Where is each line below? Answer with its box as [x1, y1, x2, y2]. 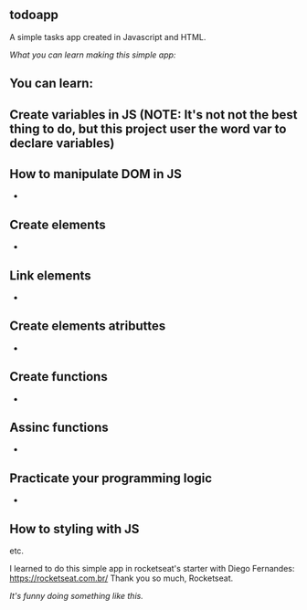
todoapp [9, 7, 59, 23]
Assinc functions [9, 420, 110, 436]
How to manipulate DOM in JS [9, 166, 183, 182]
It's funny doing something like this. [9, 591, 143, 602]
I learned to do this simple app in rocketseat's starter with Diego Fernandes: [9, 563, 295, 574]
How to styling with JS [9, 521, 140, 537]
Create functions [9, 369, 108, 384]
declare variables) [9, 135, 115, 151]
